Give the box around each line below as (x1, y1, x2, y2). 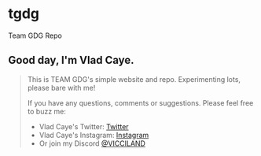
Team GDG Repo (8, 31, 63, 40)
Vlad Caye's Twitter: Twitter (39, 121, 129, 131)
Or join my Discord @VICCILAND (39, 139, 145, 148)
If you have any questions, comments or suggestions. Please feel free (27, 98, 254, 107)
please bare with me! (27, 83, 96, 92)
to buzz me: (27, 106, 67, 116)
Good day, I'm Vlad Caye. (8, 54, 135, 67)
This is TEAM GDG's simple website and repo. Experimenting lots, (27, 74, 241, 84)
